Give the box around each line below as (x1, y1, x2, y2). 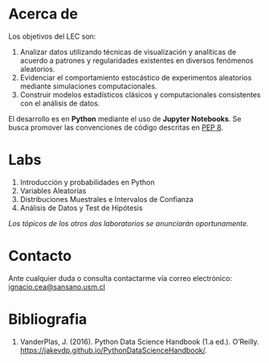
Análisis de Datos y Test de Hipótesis (19, 203, 143, 212)
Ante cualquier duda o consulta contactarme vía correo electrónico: (8, 273, 233, 283)
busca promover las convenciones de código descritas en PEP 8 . (8, 122, 223, 132)
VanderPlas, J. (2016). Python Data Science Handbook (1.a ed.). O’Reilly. (19, 336, 259, 346)
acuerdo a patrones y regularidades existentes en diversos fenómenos (19, 56, 255, 65)
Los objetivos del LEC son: (8, 31, 96, 41)
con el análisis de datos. (19, 98, 100, 108)
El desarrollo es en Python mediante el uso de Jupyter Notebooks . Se (8, 113, 242, 123)
